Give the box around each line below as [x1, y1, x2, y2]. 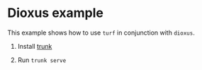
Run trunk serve [17, 55, 67, 64]
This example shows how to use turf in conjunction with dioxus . [7, 28, 195, 37]
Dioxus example [7, 5, 104, 21]
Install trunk [17, 42, 52, 50]
